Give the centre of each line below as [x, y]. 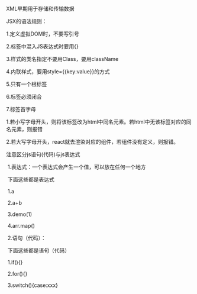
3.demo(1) [20, 214]
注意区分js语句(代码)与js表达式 [43, 154]
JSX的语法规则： [27, 21]
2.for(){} [17, 274]
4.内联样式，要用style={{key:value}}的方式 [58, 72]
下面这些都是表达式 [31, 180]
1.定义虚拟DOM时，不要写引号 [43, 34]
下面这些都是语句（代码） [38, 251]
